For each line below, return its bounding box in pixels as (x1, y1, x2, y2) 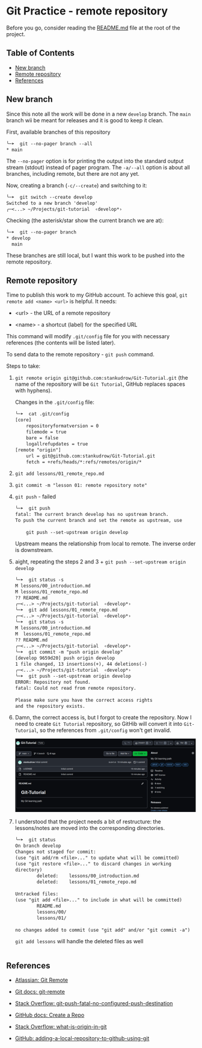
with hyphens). (14, 387, 52, 394)
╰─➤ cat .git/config (14, 411, 69, 417)
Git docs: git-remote (14, 988, 65, 996)
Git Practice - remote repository (6, 4, 168, 18)
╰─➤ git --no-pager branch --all (6, 140, 93, 147)
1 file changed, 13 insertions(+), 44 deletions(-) (14, 661, 147, 668)
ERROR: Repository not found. (14, 679, 91, 686)
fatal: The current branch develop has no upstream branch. (14, 512, 169, 518)
